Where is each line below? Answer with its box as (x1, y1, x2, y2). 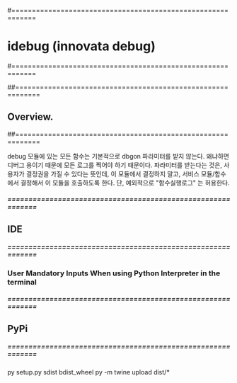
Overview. (7, 111, 54, 123)
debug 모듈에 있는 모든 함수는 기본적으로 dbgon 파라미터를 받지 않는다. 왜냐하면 (7, 152, 230, 160)
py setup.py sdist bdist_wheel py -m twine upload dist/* (7, 367, 170, 376)
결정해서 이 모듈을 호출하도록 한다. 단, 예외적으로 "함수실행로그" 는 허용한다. (20, 178, 230, 187)
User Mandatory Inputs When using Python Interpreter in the (7, 268, 221, 278)
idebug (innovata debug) (7, 38, 156, 55)
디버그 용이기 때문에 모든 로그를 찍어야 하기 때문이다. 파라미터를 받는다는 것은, (7, 161, 223, 169)
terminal (7, 277, 37, 287)
